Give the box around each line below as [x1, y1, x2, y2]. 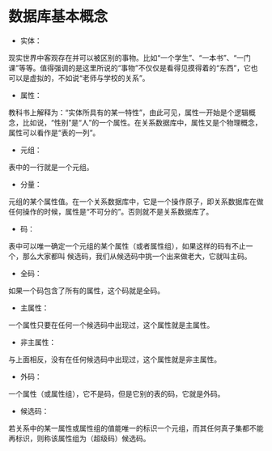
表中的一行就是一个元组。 [8, 162, 94, 172]
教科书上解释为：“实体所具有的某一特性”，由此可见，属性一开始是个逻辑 [8, 107, 249, 117]
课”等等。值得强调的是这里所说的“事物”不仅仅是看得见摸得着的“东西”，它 [8, 62, 251, 73]
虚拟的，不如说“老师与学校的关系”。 [29, 73, 150, 83]
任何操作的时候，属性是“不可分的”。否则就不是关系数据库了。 [8, 206, 214, 216]
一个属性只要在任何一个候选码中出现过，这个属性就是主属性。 [8, 320, 215, 330]
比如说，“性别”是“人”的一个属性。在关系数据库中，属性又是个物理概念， [22, 117, 262, 127]
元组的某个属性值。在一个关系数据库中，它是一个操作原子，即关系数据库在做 [8, 196, 264, 206]
